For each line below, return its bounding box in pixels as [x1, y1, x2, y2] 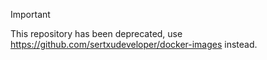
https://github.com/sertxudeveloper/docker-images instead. [10, 39, 258, 50]
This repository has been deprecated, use [10, 28, 183, 39]
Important [10, 9, 51, 20]
